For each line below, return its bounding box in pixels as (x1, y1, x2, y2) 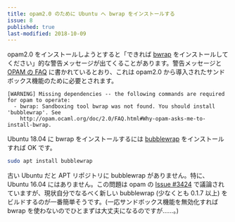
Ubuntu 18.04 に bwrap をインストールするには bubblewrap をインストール (7, 135, 225, 143)
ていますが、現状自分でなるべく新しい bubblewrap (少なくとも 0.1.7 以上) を (7, 189, 228, 197)
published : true (7, 23, 55, 30)
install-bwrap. (7, 121, 52, 129)
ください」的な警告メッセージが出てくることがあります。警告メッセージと (7, 59, 222, 68)
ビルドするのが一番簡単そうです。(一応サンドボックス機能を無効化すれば (7, 198, 219, 206)
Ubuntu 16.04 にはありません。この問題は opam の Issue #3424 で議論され (7, 180, 225, 189)
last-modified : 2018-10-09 (7, 30, 87, 37)
